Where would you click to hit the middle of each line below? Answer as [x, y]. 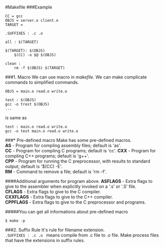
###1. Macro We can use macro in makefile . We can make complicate [76, 77]
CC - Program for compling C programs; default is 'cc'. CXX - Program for [81, 151]
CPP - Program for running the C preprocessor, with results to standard [78, 161]
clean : [13, 64]
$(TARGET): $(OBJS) [25, 51]
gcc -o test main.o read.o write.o [42, 131]
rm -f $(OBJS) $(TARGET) [40, 68]
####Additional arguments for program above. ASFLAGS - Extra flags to [79, 181]
